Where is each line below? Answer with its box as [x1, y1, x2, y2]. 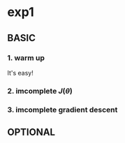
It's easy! [7, 68, 34, 77]
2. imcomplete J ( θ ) [7, 86, 73, 96]
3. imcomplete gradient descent [7, 105, 118, 114]
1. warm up [7, 53, 45, 63]
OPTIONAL [7, 126, 56, 138]
